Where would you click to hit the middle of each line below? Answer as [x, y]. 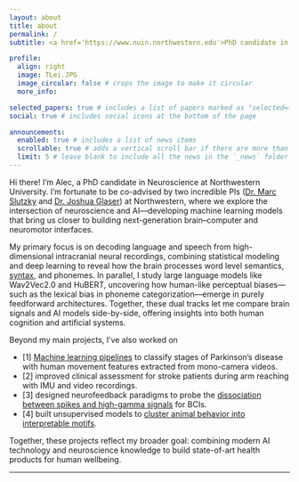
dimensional [32, 256]
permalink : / [33, 34]
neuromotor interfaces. [52, 229]
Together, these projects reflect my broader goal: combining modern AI [140, 440]
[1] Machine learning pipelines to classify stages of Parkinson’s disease [153, 356]
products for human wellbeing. [65, 459]
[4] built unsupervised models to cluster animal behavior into [133, 413]
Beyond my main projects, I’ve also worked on [93, 339]
